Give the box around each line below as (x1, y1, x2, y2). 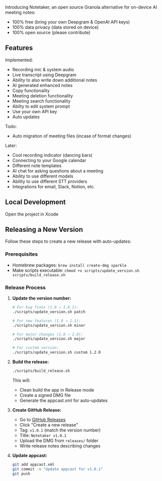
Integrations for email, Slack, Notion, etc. (12, 183, 95, 189)
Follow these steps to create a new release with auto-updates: (5, 238, 131, 244)
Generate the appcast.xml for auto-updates (19, 397, 108, 403)
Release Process (5, 284, 46, 291)
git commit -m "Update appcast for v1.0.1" (12, 467, 103, 472)
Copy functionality (12, 87, 50, 93)
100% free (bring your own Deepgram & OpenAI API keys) (12, 19, 130, 25)
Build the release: (12, 359, 49, 365)
